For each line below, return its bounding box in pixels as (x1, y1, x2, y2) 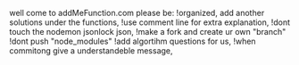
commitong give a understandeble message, (9, 45, 173, 56)
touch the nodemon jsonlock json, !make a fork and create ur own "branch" (9, 27, 287, 37)
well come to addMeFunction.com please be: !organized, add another (9, 8, 265, 18)
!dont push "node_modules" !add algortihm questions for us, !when (9, 36, 256, 46)
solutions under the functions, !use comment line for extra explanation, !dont (9, 17, 291, 28)
